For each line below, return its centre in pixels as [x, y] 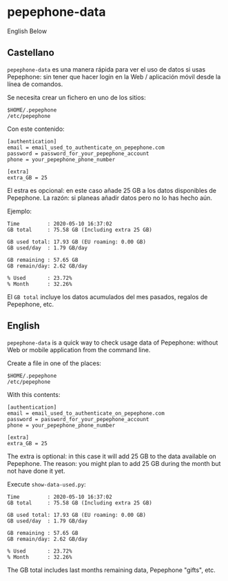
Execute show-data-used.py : [46, 484]
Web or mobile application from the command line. [79, 349]
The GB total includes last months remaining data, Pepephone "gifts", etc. [111, 570]
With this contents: [34, 394]
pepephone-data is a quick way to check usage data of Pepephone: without [113, 343]
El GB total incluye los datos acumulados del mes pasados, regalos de [107, 296]
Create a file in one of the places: [54, 363]
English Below [27, 31]
